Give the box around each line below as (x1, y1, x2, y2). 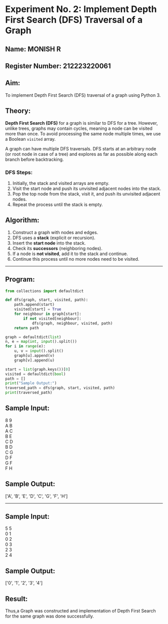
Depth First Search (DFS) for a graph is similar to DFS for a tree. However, (5, 120, 158, 126)
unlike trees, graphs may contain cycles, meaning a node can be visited (5, 125, 152, 131)
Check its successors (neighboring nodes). (12, 245, 102, 251)
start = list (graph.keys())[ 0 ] (5, 367, 70, 372)
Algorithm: (5, 216, 39, 225)
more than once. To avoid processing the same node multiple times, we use (5, 130, 161, 136)
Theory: (5, 107, 31, 115)
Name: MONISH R (5, 45, 61, 53)
